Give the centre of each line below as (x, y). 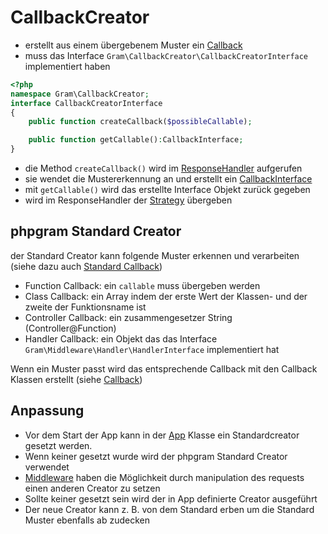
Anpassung (47, 411)
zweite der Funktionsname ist (85, 307)
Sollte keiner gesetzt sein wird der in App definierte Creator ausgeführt (171, 498)
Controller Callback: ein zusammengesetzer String (128, 317)
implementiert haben (67, 66)
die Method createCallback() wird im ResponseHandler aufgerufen (163, 168)
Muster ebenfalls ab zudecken (87, 520)
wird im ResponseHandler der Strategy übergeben (128, 200)
